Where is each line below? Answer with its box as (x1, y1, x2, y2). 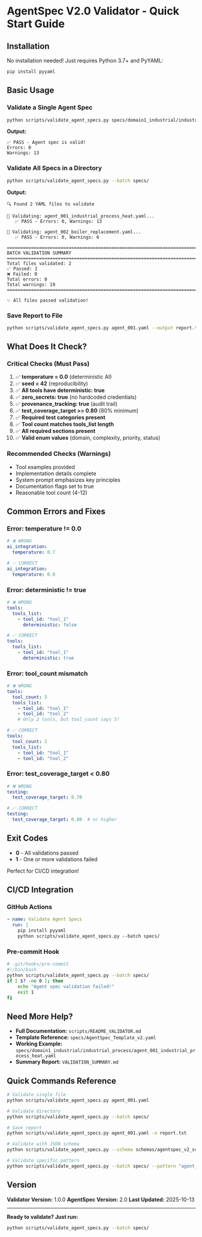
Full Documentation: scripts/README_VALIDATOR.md (15, 1027, 141, 1035)
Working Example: (15, 1040, 63, 1047)
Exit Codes (7, 833, 49, 844)
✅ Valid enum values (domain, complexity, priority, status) (15, 434, 161, 441)
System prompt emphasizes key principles (15, 476, 120, 483)
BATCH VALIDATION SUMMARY (7, 250, 71, 256)
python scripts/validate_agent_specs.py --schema (7, 1147, 134, 1153)
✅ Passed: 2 (7, 266, 38, 272)
